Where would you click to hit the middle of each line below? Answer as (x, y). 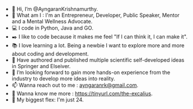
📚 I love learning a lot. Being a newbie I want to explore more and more (98, 45)
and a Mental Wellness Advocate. (52, 21)
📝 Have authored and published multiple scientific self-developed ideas (98, 60)
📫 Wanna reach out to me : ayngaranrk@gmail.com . (75, 85)
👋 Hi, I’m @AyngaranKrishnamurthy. (55, 9)
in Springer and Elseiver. (41, 66)
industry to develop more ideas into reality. (63, 78)
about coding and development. (50, 54)
